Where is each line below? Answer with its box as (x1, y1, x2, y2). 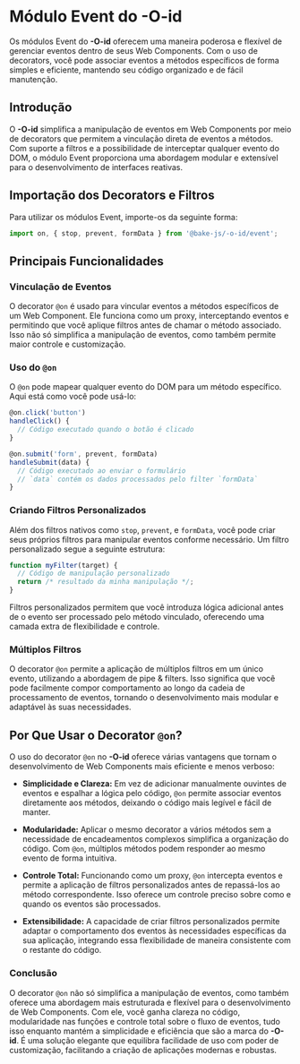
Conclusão (9, 967, 58, 980)
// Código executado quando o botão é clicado (17, 425, 194, 434)
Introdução (9, 100, 73, 116)
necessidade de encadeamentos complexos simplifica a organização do (21, 834, 289, 845)
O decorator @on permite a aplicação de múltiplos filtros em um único (9, 664, 264, 674)
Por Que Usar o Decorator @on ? (9, 727, 183, 742)
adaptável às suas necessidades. (9, 701, 132, 713)
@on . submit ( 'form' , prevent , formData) (9, 450, 159, 459)
